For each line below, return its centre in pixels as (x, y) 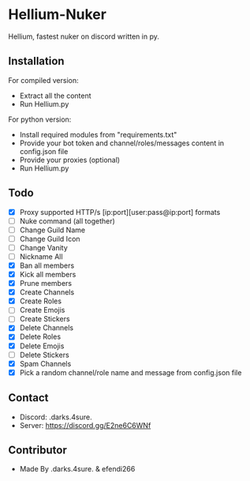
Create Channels (47, 292)
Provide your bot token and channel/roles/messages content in (122, 143)
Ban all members (47, 265)
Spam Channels (45, 363)
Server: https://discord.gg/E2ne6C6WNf (85, 425)
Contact (28, 398)
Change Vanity (44, 247)
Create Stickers (45, 319)
